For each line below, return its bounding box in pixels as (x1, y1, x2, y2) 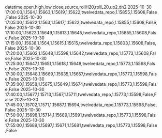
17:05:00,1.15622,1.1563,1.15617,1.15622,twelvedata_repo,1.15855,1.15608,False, (5, 19, 158, 25)
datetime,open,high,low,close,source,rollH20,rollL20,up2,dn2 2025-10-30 (5, 4, 152, 10)
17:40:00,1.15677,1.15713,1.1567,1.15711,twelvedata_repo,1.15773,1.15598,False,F (5, 92, 157, 97)
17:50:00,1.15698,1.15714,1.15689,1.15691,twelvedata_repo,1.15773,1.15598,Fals (5, 112, 156, 118)
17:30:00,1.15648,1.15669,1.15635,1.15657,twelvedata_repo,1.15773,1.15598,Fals (5, 71, 157, 77)
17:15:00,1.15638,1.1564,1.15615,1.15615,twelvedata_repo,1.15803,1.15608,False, (5, 40, 156, 46)
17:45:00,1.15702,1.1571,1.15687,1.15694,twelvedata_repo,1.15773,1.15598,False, (5, 102, 157, 107)
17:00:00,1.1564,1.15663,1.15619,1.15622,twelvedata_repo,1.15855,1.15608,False (5, 9, 157, 15)
